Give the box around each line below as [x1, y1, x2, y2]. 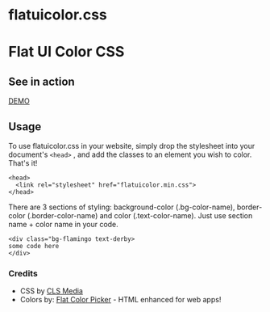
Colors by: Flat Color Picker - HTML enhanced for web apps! [19, 295, 222, 305]
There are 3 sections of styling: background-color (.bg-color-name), [8, 202, 235, 212]
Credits [8, 268, 38, 279]
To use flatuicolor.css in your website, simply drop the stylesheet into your [8, 141, 255, 150]
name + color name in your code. [8, 220, 118, 229]
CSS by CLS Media [19, 286, 83, 296]
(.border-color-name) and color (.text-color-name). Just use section [27, 211, 253, 220]
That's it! [8, 158, 38, 167]
